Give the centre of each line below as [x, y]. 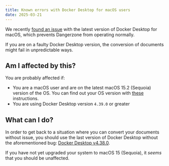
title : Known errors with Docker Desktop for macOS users [68, 10]
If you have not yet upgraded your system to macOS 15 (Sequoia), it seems [83, 153]
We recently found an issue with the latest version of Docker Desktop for [81, 29]
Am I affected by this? [41, 66]
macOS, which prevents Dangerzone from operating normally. [70, 35]
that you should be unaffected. [37, 158]
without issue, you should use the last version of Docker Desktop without [82, 138]
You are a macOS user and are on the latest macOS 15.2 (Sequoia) [82, 88]
